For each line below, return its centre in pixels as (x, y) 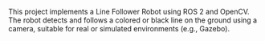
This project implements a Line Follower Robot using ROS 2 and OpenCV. (129, 12)
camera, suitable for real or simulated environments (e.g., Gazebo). (119, 29)
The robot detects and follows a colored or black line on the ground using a (133, 20)
